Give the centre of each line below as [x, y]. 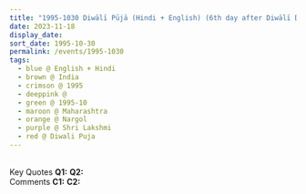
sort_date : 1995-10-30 [52, 43]
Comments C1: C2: [45, 181]
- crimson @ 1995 [51, 86]
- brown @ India [48, 77]
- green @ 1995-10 [53, 102]
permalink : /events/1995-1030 [67, 52]
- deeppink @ [42, 94]
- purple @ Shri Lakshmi [65, 128]
